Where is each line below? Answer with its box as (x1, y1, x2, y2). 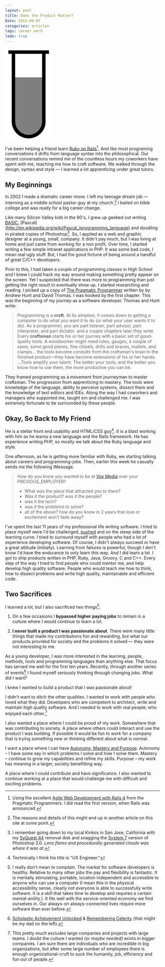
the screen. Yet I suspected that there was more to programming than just (5, 277, 155, 283)
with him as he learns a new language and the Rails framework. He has (5, 433, 148, 439)
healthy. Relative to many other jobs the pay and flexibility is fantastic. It (12, 869, 158, 875)
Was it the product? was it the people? (24, 493, 102, 499)
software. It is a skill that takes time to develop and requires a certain (12, 890, 152, 896)
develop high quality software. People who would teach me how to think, (5, 565, 152, 571)
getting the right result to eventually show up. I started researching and (5, 282, 149, 288)
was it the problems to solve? (24, 504, 84, 510)
